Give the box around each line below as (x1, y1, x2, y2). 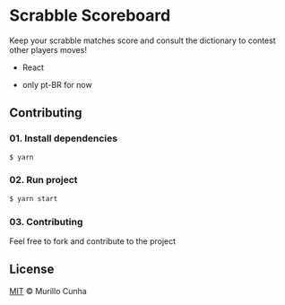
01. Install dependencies (9, 132, 118, 144)
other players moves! (9, 44, 88, 55)
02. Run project (9, 174, 78, 187)
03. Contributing (9, 215, 83, 228)
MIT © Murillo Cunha (9, 285, 87, 296)
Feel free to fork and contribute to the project (9, 235, 177, 247)
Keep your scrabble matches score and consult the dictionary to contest (9, 35, 276, 46)
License (9, 262, 55, 277)
